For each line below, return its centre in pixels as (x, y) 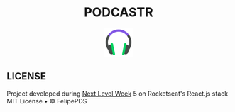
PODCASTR (119, 12)
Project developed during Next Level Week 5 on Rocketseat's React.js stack (117, 94)
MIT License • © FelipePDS (47, 101)
